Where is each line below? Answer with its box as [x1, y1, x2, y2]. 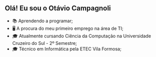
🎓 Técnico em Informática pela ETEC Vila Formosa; [12, 45, 122, 52]
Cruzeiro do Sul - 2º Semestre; [12, 40, 77, 46]
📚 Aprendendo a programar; [12, 18, 73, 24]
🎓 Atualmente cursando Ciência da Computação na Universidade [12, 33, 151, 39]
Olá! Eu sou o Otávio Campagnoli [5, 4, 111, 13]
